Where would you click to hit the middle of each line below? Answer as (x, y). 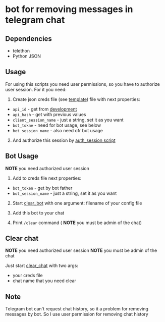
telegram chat (35, 20)
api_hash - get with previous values (49, 114)
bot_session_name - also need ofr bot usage (58, 130)
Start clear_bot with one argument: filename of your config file (77, 203)
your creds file (27, 276)
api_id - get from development (45, 109)
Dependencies (29, 39)
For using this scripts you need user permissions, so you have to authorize (82, 84)
